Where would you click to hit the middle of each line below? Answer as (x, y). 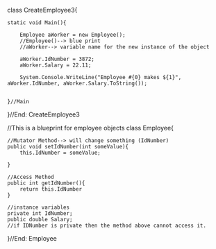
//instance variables (39, 207)
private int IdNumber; (40, 214)
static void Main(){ (37, 23)
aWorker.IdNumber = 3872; (57, 59)
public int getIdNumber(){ (46, 183)
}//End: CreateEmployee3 (43, 114)
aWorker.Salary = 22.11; (56, 65)
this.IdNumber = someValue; (60, 153)
